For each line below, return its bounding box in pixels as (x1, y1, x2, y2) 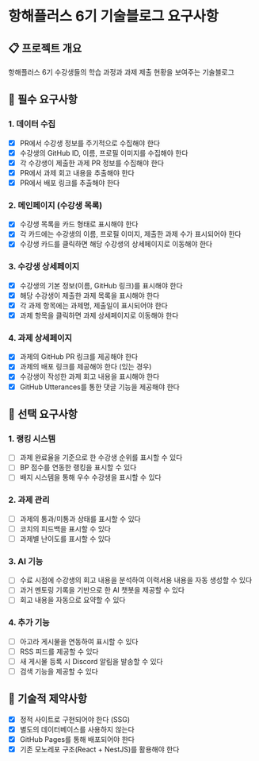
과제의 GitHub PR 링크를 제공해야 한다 (19, 352, 139, 361)
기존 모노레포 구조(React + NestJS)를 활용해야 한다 (19, 744, 180, 754)
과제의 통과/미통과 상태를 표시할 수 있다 (19, 514, 141, 523)
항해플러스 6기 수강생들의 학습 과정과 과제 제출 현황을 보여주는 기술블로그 (8, 68, 235, 76)
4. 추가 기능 (8, 617, 50, 628)
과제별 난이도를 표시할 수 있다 (19, 534, 111, 543)
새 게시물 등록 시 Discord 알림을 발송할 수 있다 (19, 656, 164, 666)
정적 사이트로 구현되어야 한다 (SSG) (19, 714, 131, 724)
